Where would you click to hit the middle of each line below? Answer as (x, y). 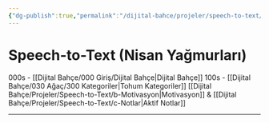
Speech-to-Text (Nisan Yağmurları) (127, 55)
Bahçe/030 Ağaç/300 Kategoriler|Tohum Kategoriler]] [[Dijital (110, 85)
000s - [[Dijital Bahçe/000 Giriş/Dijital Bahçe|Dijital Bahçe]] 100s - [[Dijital (129, 77)
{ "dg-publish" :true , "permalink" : (64, 16)
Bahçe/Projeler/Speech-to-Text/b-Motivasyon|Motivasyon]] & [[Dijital (122, 94)
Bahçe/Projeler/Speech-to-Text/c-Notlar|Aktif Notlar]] (97, 103)
